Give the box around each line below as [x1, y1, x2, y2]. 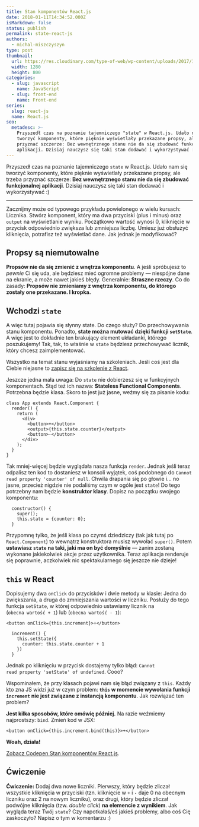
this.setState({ [17, 636, 57, 642]
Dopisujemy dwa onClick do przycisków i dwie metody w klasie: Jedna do [6, 590, 187, 597]
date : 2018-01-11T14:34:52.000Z [6, 14, 86, 20]
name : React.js [11, 113, 49, 119]
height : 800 [11, 69, 41, 75]
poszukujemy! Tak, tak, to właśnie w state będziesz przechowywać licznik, [6, 341, 190, 348]
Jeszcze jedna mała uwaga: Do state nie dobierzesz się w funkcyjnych [6, 376, 179, 384]
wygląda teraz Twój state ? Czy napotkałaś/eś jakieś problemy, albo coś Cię [6, 808, 191, 815]
